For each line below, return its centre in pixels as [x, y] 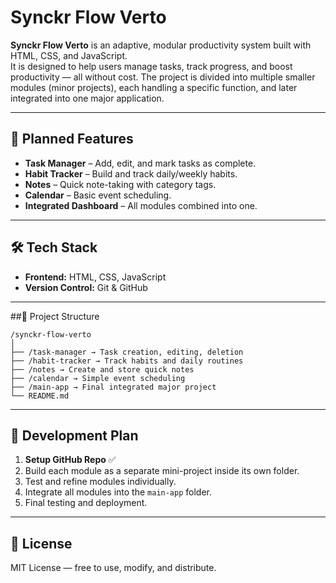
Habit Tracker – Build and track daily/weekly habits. [131, 173]
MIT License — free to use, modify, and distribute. [113, 568]
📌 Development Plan [74, 435]
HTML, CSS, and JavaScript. [69, 55]
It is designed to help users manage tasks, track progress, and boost [151, 66]
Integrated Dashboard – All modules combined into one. [141, 205]
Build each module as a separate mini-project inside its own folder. [162, 471]
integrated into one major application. [87, 98]
